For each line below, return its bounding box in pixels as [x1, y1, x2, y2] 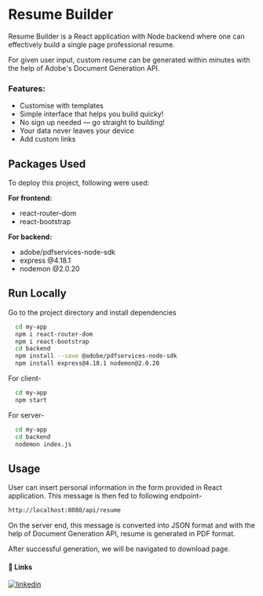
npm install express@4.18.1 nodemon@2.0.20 [15, 359, 159, 367]
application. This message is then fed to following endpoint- [8, 491, 203, 501]
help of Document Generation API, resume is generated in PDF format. [8, 529, 236, 539]
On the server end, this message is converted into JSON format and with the [8, 521, 255, 530]
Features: [8, 83, 46, 94]
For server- [8, 410, 45, 420]
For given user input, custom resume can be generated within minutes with [8, 55, 250, 64]
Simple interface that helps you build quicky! [19, 109, 164, 119]
